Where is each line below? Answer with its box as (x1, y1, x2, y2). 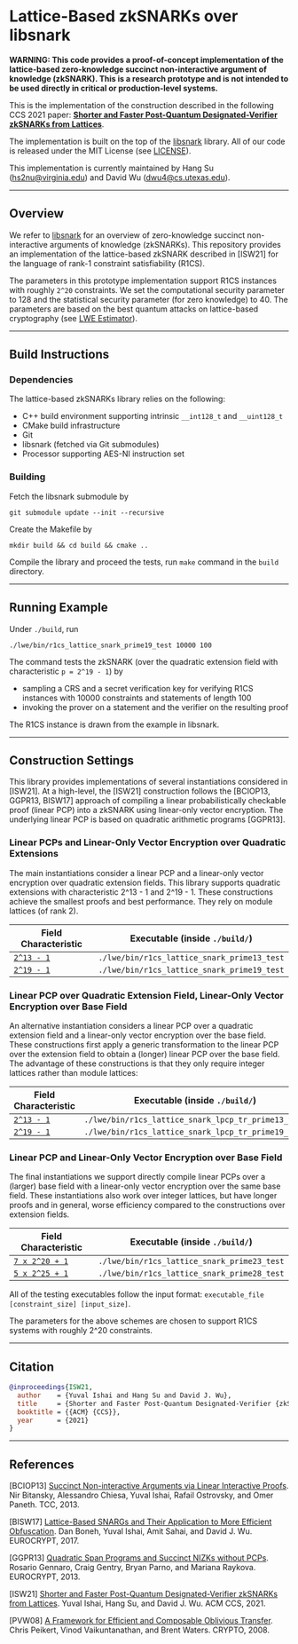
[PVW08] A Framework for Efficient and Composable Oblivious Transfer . (9, 1616, 273, 1626)
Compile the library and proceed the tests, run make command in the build (9, 557, 279, 567)
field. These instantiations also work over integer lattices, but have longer (9, 1190, 278, 1201)
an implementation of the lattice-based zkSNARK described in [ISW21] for (9, 249, 279, 259)
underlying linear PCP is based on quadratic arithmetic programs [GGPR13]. (9, 814, 286, 825)
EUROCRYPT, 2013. (9, 1571, 81, 1582)
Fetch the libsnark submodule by (9, 491, 129, 502)
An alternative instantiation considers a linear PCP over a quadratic (9, 1020, 254, 1031)
